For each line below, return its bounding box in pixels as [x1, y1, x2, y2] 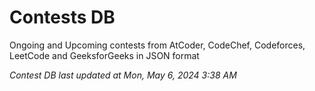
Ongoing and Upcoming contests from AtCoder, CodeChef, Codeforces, [9, 39, 306, 51]
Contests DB [9, 6, 116, 29]
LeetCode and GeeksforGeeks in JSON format [9, 49, 200, 61]
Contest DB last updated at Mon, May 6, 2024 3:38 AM [9, 69, 237, 81]
